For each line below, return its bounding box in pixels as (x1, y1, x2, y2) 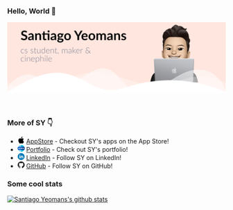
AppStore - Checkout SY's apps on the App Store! (26, 137, 169, 146)
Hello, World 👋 (7, 6, 57, 16)
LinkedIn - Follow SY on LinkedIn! (26, 154, 121, 162)
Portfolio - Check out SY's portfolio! (26, 146, 128, 154)
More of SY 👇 (7, 118, 53, 128)
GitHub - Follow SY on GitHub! (26, 162, 113, 170)
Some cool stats (7, 180, 63, 189)
